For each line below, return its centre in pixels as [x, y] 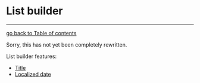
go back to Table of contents [41, 33]
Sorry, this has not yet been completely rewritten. [67, 44]
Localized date [33, 74]
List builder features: [32, 56]
